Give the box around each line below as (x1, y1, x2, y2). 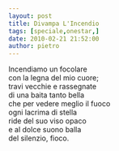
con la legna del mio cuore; (8, 73, 100, 83)
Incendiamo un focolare (8, 64, 87, 74)
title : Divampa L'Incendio (8, 19, 100, 28)
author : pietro (8, 42, 60, 50)
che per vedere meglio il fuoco (8, 99, 111, 109)
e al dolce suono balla (8, 125, 82, 135)
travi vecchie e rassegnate (8, 82, 97, 92)
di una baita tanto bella (8, 90, 85, 100)
